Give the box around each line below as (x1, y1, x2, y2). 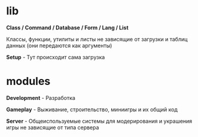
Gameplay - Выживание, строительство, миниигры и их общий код (6, 106, 178, 113)
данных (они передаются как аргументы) (6, 42, 112, 49)
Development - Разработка (6, 94, 76, 101)
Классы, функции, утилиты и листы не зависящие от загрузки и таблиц (6, 35, 188, 42)
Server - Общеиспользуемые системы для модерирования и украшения (6, 117, 193, 124)
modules (6, 75, 51, 88)
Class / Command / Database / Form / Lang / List (6, 24, 129, 31)
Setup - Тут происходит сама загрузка (6, 53, 105, 60)
